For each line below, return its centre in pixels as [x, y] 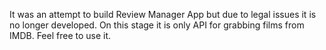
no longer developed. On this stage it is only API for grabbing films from [157, 25]
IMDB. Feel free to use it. [60, 35]
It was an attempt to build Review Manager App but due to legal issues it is [163, 14]
